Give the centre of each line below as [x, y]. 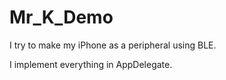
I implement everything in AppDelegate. [91, 64]
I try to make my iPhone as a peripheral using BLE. [113, 45]
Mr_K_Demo [61, 17]
